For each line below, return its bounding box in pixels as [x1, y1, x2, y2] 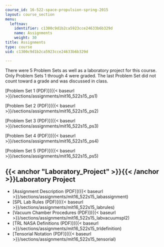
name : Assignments [14, 30, 52, 35]
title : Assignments [5, 40, 46, 45]
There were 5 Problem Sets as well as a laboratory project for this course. [5, 67, 157, 73]
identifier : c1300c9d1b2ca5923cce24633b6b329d [14, 26, 113, 31]
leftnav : [9, 21, 28, 26]
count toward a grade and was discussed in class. [5, 78, 108, 84]
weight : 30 [14, 35, 37, 40]
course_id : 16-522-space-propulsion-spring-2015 [5, 7, 108, 12]
